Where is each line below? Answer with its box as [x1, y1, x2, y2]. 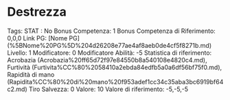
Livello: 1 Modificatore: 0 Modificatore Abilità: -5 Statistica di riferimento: [7, 49, 212, 57]
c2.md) [7, 85, 27, 93]
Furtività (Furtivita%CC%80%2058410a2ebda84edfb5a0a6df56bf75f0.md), [7, 63, 222, 71]
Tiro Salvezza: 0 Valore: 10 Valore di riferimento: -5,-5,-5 [28, 85, 189, 93]
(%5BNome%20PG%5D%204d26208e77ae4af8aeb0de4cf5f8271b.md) [7, 41, 211, 49]
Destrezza [7, 4, 67, 20]
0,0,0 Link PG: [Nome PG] [7, 34, 80, 42]
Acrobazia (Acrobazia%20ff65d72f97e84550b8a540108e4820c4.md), [7, 55, 207, 64]
